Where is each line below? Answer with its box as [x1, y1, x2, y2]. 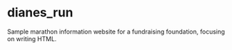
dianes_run [7, 5, 73, 21]
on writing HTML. [7, 34, 57, 42]
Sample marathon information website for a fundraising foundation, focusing [7, 27, 225, 36]
